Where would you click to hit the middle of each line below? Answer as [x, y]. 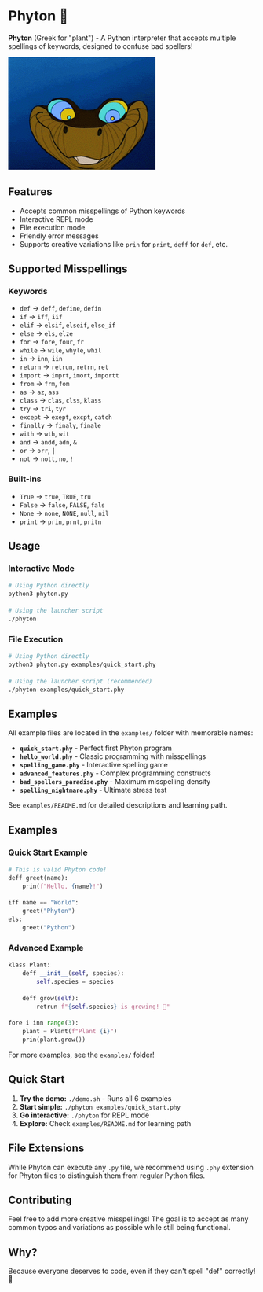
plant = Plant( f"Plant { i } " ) [70, 1032]
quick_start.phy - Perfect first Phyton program [96, 748]
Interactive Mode [41, 569]
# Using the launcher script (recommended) [80, 681]
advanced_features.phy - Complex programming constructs [115, 773]
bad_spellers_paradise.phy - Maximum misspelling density [115, 782]
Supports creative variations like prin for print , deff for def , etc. [124, 244]
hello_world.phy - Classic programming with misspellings [113, 756]
